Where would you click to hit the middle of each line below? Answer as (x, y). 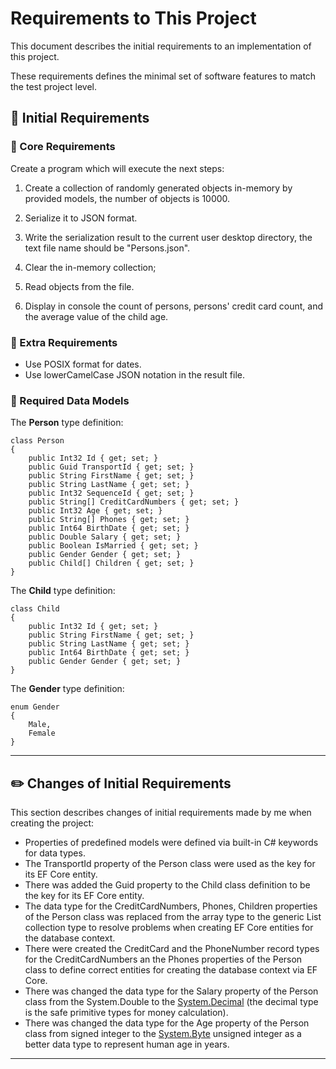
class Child (35, 609)
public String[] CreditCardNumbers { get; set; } (134, 502)
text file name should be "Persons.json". (107, 248)
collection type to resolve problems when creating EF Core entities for (169, 928)
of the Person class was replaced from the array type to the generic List (173, 917)
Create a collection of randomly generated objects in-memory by (158, 188)
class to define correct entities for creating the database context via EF (171, 970)
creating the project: (52, 823)
